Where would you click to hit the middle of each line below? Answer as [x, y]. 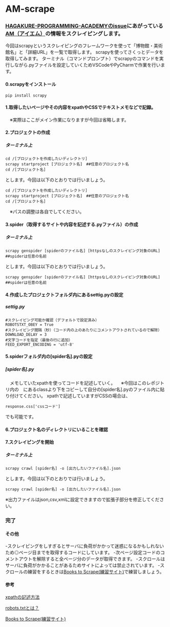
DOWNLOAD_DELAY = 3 [26, 334]
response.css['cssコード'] [33, 407]
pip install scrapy [26, 96]
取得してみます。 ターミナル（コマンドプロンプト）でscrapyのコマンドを [82, 59]
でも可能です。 [21, 417]
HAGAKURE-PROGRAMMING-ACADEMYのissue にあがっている [84, 26]
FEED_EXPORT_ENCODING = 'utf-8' [40, 345]
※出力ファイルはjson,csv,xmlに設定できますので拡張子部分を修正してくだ [82, 500]
